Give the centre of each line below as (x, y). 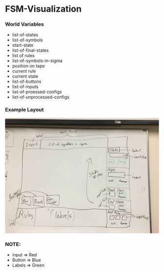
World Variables (24, 24)
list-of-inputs (25, 87)
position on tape (28, 66)
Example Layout (24, 110)
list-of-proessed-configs (37, 92)
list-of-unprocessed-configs (41, 97)
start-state (23, 45)
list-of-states (25, 35)
